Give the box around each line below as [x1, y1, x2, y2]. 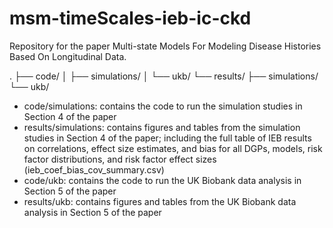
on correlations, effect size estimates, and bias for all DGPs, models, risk [23, 142, 323, 154]
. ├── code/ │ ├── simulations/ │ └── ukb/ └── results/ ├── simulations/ [9, 70, 319, 82]
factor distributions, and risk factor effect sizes [23, 153, 217, 165]
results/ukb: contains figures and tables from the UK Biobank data [23, 195, 297, 207]
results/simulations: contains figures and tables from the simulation [23, 121, 301, 133]
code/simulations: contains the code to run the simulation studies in [23, 100, 303, 112]
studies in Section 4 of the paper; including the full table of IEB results [23, 132, 312, 144]
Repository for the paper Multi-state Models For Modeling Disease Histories [9, 40, 322, 52]
